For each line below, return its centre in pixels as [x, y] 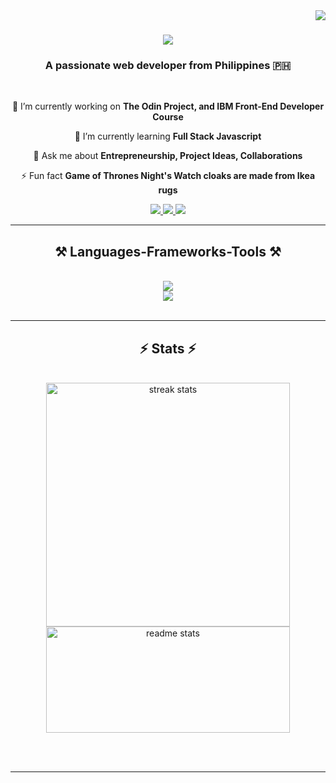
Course [168, 117]
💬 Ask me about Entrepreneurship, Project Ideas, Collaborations [168, 156]
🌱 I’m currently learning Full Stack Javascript [168, 136]
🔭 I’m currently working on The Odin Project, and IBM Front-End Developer [168, 106]
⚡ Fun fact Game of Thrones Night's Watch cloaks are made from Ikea [168, 176]
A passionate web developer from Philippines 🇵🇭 [168, 66]
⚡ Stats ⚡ [168, 348]
